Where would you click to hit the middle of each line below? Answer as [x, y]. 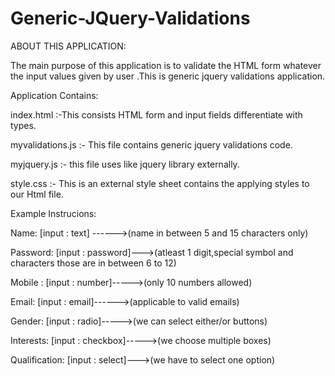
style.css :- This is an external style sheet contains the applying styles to [160, 183]
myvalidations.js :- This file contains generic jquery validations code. [151, 144]
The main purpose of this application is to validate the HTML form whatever [166, 65]
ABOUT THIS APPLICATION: [68, 46]
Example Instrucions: [53, 213]
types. [23, 125]
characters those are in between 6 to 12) [93, 263]
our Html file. [37, 194]
